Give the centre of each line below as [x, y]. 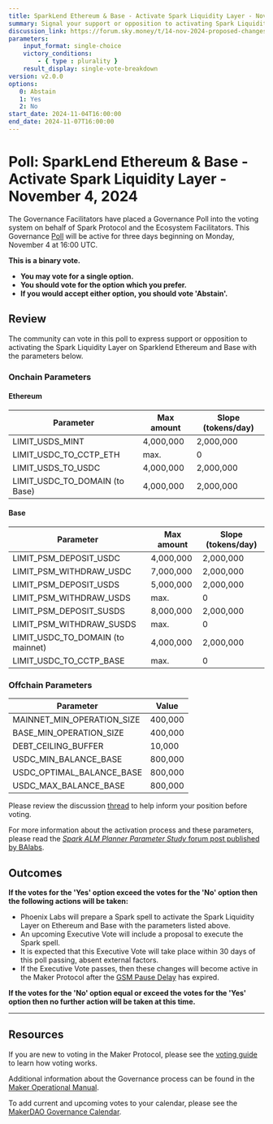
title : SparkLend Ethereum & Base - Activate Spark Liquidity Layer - [130, 16]
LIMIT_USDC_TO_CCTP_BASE [69, 660]
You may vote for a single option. [77, 276]
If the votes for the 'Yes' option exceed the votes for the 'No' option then [133, 893]
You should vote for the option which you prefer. [103, 284]
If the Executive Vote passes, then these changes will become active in [139, 969]
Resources [36, 1035]
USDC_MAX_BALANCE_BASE [69, 786]
